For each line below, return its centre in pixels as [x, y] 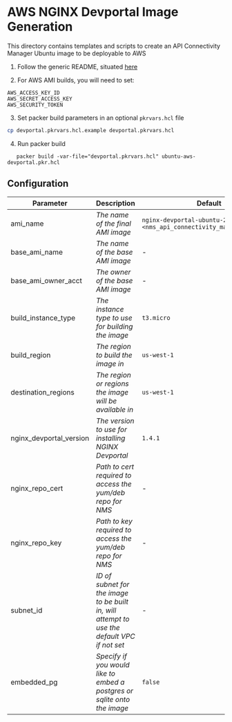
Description [116, 203]
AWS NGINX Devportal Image [93, 12]
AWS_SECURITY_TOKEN [35, 105]
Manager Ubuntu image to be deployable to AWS [77, 53]
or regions [112, 383]
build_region [31, 355]
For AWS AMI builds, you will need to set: [76, 80]
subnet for [113, 584]
